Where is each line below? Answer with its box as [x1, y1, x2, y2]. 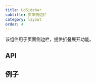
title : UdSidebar [5, 7, 42, 13]
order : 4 [5, 21, 24, 27]
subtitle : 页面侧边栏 [5, 12, 47, 17]
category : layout [5, 17, 42, 22]
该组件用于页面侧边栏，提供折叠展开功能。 [5, 36, 94, 42]
